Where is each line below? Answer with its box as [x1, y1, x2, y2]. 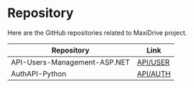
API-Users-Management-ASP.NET [11, 57, 130, 67]
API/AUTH [136, 69, 171, 79]
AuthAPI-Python [11, 69, 67, 79]
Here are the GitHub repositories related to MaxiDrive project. [7, 28, 187, 37]
